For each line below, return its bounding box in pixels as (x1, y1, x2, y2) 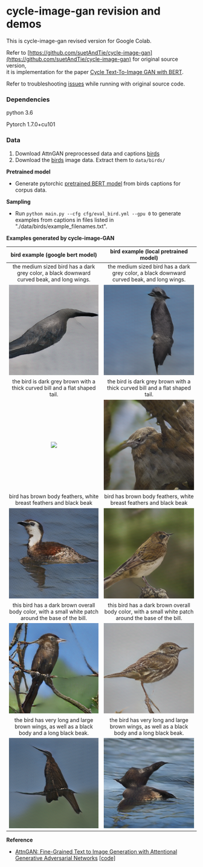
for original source (132, 55, 178, 62)
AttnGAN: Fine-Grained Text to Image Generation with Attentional (14, 848, 178, 855)
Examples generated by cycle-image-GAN (6, 234, 115, 241)
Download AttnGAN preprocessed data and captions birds (14, 150, 160, 157)
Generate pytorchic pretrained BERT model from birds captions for (14, 180, 181, 187)
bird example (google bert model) (10, 251, 97, 258)
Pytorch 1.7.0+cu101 (6, 121, 56, 128)
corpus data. (14, 186, 47, 194)
